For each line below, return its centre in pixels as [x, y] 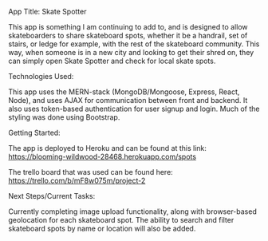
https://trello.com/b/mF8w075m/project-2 [77, 180]
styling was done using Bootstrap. [64, 117]
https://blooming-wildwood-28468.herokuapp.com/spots [102, 156]
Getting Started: [35, 132]
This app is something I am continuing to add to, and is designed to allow [128, 27]
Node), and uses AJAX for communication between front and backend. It [128, 100]
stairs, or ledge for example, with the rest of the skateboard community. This [134, 44]
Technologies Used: [41, 76]
